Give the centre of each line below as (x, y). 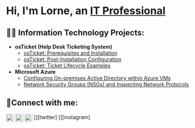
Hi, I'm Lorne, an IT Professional (86, 11)
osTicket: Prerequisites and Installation (71, 53)
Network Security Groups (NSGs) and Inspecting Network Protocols (106, 84)
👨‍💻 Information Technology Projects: (75, 33)
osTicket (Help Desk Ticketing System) (64, 47)
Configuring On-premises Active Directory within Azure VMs (97, 78)
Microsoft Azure (35, 72)
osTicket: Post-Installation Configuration (72, 59)
